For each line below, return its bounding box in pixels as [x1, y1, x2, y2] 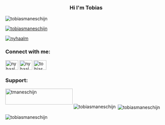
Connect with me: [5, 48, 51, 55]
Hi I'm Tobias [69, 4, 103, 11]
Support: [5, 77, 28, 84]
